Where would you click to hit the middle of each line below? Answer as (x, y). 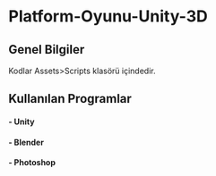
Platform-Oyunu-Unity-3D (108, 17)
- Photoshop (32, 163)
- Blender (26, 142)
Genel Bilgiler (47, 50)
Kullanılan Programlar (70, 99)
